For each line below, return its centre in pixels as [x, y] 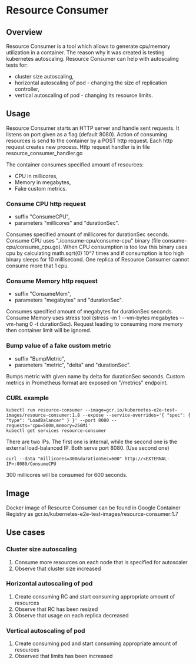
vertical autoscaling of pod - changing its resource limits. [84, 95]
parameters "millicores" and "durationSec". [67, 223]
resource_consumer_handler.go [44, 153]
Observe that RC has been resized [56, 609]
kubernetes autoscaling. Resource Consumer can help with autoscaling [93, 59]
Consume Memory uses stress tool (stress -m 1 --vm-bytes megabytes [92, 318]
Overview [24, 32]
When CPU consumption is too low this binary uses [125, 247]
